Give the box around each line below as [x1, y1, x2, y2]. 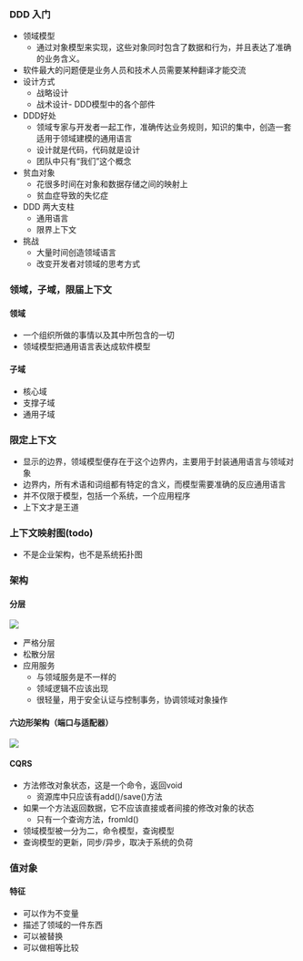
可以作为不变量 [22, 907, 79, 918]
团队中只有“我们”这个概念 [35, 156, 132, 167]
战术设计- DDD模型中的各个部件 [35, 98, 157, 110]
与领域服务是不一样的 [35, 672, 116, 683]
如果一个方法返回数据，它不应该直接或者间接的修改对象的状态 [22, 802, 255, 813]
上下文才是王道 [22, 501, 79, 512]
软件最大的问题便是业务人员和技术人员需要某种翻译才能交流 [22, 65, 247, 76]
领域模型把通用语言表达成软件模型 [22, 341, 151, 352]
